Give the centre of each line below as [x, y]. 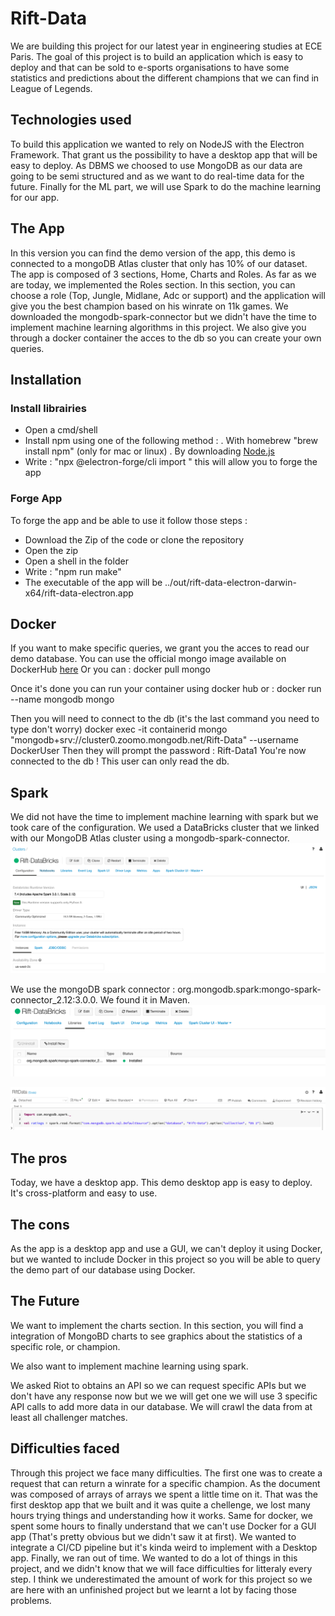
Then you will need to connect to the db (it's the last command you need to [165, 719]
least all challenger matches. [69, 1417]
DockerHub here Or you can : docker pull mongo [110, 669]
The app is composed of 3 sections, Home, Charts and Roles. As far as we [163, 274]
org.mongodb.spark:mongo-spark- [249, 989]
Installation [46, 379]
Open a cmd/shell [61, 430]
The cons [40, 1224]
